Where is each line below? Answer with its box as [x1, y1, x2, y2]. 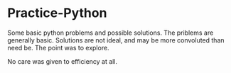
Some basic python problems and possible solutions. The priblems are [7, 28, 214, 37]
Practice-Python [7, 5, 107, 21]
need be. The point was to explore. [7, 43, 109, 52]
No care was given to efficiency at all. [7, 57, 118, 65]
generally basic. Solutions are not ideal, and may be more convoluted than [7, 35, 225, 44]
